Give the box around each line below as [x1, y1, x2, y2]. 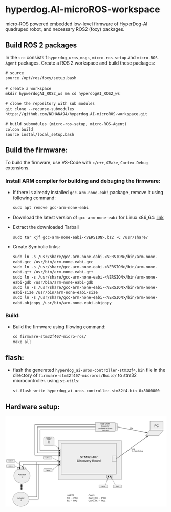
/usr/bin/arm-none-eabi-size [35, 290, 98, 295]
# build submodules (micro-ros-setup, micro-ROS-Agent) [5, 121, 127, 126]
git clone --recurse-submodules [5, 106, 74, 111]
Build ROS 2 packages [5, 41, 77, 50]
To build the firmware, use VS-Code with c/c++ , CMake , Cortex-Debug [5, 159, 148, 165]
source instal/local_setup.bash [5, 132, 74, 137]
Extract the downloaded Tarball [12, 224, 79, 230]
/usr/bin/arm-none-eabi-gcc [33, 259, 94, 264]
